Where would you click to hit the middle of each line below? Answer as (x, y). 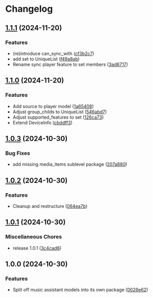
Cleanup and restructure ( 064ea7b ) (50, 206)
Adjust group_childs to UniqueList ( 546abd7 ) (60, 112)
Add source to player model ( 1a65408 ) (53, 106)
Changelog (29, 9)
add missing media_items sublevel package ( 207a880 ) (70, 164)
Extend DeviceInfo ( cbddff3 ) (43, 122)
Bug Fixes (18, 153)
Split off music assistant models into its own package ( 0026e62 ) (80, 290)
